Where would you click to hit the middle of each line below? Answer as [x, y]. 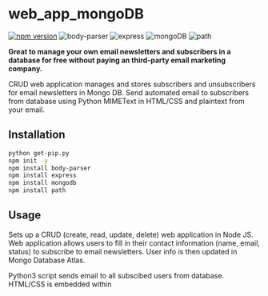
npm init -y [28, 161]
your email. [27, 110]
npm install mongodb [43, 183]
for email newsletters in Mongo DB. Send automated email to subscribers [129, 92]
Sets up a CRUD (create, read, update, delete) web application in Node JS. [131, 234]
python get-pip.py [39, 153]
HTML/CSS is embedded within [60, 284]
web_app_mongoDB [76, 14]
